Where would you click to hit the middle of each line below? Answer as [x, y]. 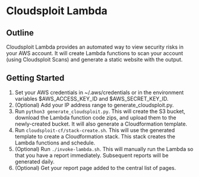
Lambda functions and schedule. [55, 143]
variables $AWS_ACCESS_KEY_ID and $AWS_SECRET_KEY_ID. [91, 98]
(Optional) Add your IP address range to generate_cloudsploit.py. [94, 105]
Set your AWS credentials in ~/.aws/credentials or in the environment [99, 92]
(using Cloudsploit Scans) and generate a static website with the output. [94, 59]
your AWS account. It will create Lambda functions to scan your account [95, 53]
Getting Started [35, 78]
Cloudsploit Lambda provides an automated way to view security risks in [95, 47]
